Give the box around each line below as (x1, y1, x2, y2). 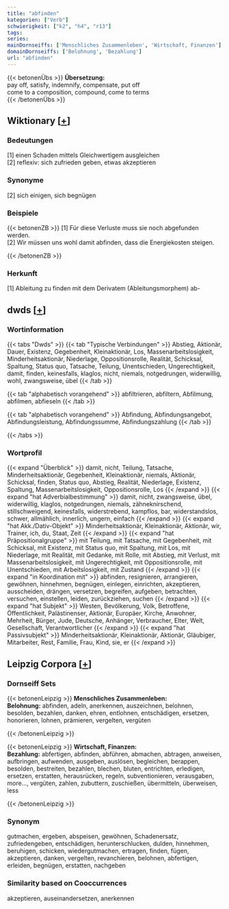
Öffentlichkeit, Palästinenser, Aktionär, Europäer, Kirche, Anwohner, (7, 609, 197, 617)
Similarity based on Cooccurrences (7, 878, 127, 888)
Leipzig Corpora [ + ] (7, 658, 92, 670)
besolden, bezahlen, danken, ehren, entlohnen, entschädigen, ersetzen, (7, 709, 210, 717)
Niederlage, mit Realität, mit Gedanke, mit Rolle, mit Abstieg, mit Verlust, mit (7, 551, 220, 559)
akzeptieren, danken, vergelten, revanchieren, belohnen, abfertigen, (7, 854, 199, 862)
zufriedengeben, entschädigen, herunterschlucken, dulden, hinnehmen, (7, 840, 210, 848)
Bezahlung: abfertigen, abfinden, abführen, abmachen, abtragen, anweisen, (7, 750, 222, 758)
